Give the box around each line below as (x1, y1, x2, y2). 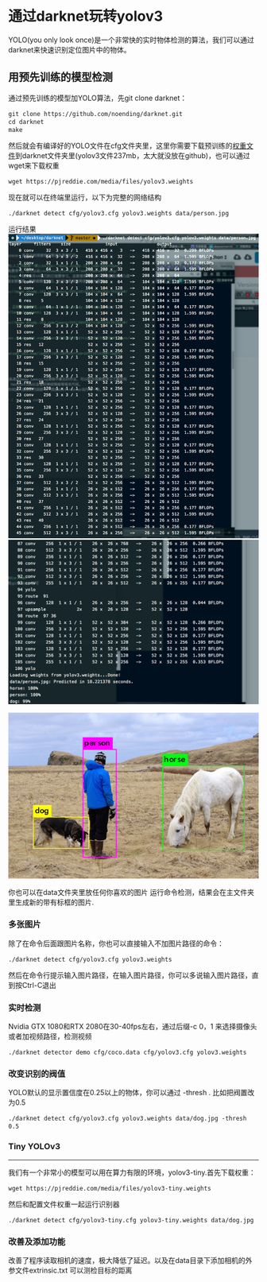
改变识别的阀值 (8, 1068, 66, 1079)
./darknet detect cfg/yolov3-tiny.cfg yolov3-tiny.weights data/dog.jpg (8, 1216, 254, 1224)
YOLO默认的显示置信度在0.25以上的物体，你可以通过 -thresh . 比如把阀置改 (8, 1088, 255, 1098)
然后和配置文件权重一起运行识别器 (8, 1199, 120, 1209)
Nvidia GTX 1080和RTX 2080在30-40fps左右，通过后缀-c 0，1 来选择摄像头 (8, 1022, 257, 1032)
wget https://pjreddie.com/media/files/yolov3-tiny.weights (8, 1184, 212, 1192)
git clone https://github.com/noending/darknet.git (8, 110, 183, 118)
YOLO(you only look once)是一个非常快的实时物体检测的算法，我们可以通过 (8, 35, 254, 45)
